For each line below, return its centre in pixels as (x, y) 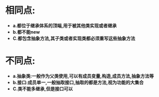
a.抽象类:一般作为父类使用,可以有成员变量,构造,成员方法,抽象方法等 (83, 76)
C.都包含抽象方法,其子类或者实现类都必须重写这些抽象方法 (74, 38)
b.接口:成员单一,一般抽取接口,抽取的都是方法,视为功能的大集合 (78, 82)
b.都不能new (26, 32)
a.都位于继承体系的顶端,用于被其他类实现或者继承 (65, 26)
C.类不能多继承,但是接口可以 (43, 89)
